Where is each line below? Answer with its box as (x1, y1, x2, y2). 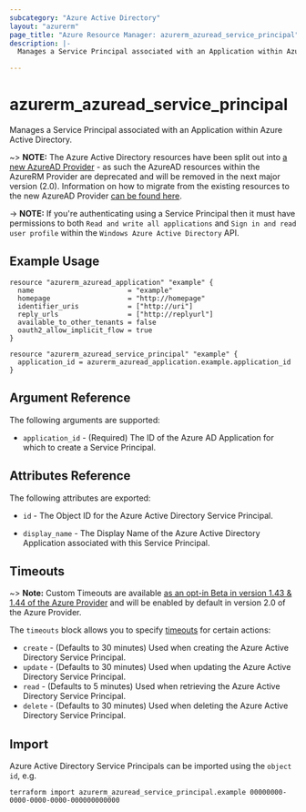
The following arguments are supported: (9, 414, 161, 425)
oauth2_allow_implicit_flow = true (17, 325, 153, 335)
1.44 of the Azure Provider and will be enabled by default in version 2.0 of (9, 597, 286, 608)
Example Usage (9, 254, 100, 269)
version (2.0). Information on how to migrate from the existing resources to (9, 181, 290, 192)
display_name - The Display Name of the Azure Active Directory (22, 527, 261, 538)
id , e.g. (9, 770, 37, 781)
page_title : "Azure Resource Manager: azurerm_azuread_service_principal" (9, 30, 300, 39)
